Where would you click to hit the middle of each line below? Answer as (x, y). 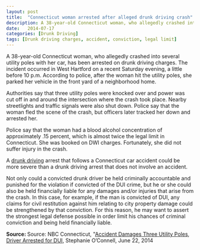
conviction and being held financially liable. (59, 223)
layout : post (22, 12)
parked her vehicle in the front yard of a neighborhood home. (81, 82)
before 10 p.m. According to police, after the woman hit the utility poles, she (99, 75)
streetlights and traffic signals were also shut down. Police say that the (93, 106)
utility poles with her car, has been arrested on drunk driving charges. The (97, 62)
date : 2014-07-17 (30, 28)
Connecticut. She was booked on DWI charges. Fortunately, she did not (94, 143)
